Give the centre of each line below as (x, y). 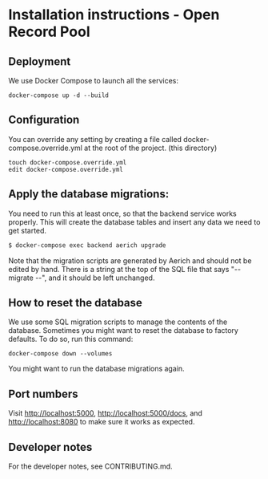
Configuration (44, 120)
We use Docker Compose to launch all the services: (93, 81)
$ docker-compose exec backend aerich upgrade (87, 245)
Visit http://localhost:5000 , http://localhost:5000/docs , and (105, 413)
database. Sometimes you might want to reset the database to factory (123, 331)
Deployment (40, 61)
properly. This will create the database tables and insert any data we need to (134, 221)
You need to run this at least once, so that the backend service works (123, 213)
